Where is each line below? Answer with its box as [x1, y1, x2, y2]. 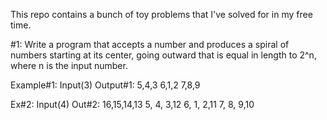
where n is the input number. [10, 60, 128, 71]
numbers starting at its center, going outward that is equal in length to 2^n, [10, 49, 317, 61]
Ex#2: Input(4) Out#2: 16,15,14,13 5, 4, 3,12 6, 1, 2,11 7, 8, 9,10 [10, 99, 255, 110]
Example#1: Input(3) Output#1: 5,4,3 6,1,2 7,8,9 [10, 79, 201, 91]
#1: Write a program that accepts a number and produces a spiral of [10, 39, 290, 50]
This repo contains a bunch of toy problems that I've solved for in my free [10, 9, 313, 20]
